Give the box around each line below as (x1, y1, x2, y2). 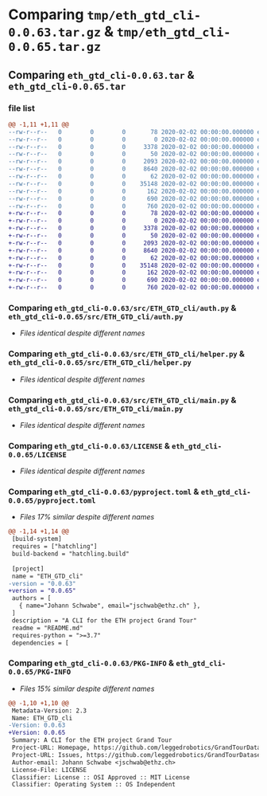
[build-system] (11, 535, 62, 543)
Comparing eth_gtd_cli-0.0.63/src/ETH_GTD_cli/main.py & (8, 394, 237, 406)
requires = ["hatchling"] (11, 543, 98, 551)
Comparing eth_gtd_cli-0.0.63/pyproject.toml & (8, 486, 199, 497)
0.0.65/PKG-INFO (8, 668, 72, 676)
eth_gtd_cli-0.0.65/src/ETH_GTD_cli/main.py (8, 404, 184, 414)
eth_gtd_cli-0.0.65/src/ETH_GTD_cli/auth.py (8, 312, 184, 321)
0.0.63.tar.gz (8, 25, 102, 41)
